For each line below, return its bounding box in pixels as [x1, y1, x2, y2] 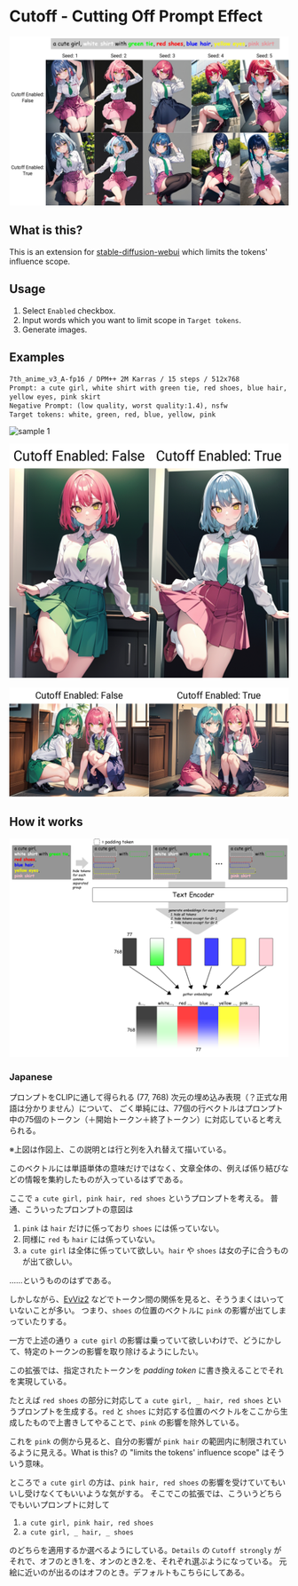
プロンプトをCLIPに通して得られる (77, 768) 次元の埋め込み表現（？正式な [9, 1092, 280, 1103]
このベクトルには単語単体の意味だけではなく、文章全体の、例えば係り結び [9, 1163, 281, 1174]
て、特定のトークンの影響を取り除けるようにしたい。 [9, 1346, 204, 1357]
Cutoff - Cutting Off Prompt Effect [9, 6, 263, 27]
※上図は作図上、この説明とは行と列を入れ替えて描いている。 [9, 1144, 231, 1155]
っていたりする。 [9, 1316, 72, 1327]
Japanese [9, 1070, 53, 1082]
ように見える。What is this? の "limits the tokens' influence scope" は [16, 1447, 271, 1458]
